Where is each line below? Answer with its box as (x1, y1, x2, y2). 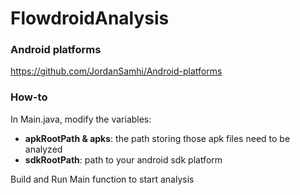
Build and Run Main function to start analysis (10, 173, 195, 185)
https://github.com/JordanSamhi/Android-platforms (10, 65, 223, 77)
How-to (10, 90, 48, 104)
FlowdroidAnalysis (10, 7, 170, 30)
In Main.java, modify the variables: (10, 113, 152, 125)
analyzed (24, 143, 63, 155)
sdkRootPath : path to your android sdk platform (24, 153, 223, 166)
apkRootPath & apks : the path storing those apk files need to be (24, 132, 291, 144)
